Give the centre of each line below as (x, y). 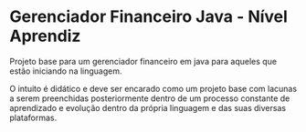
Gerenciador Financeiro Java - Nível (148, 17)
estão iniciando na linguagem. (66, 71)
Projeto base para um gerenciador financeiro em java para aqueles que (143, 61)
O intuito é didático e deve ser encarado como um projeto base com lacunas (153, 88)
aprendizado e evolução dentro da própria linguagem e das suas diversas (148, 107)
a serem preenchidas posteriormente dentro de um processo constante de (150, 98)
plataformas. (33, 117)
